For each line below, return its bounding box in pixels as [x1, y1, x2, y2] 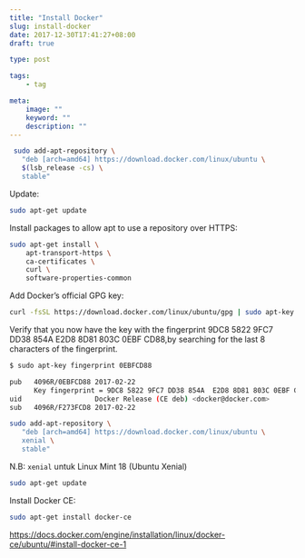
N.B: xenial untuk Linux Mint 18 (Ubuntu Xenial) [9, 461, 188, 472]
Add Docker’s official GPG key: [9, 290, 124, 301]
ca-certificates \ [25, 256, 95, 266]
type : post [9, 55, 51, 65]
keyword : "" [25, 113, 71, 123]
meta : [9, 96, 30, 105]
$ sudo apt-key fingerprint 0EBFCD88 [9, 361, 152, 370]
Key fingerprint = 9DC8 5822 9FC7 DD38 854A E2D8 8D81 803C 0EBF [33, 385, 290, 395]
